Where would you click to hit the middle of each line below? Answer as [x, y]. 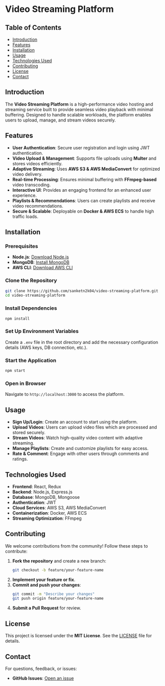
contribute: [16, 551]
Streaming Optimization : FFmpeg [47, 518]
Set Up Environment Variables [42, 331]
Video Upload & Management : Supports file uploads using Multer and [84, 158]
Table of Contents [33, 28]
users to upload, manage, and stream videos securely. [60, 120]
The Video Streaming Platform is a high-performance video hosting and [79, 104]
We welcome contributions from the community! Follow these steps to [77, 546]
